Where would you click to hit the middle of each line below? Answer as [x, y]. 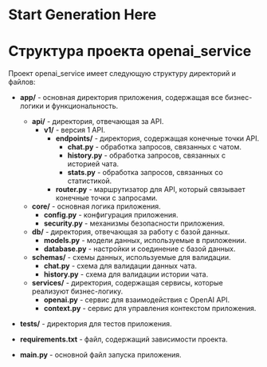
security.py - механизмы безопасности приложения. [134, 223]
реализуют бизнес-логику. [77, 291]
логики [31, 106]
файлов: [22, 82]
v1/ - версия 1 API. [75, 130]
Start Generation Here [82, 15]
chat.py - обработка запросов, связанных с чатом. [154, 147]
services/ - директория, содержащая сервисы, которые [127, 283]
